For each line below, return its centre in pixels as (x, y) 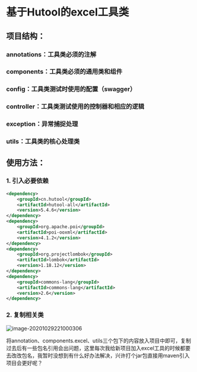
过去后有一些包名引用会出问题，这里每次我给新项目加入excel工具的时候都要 (99, 348)
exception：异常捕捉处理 (42, 124)
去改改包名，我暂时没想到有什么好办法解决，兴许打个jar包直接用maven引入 (98, 355)
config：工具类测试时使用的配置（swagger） (71, 89)
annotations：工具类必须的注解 (51, 54)
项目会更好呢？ (24, 362)
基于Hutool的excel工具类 (68, 12)
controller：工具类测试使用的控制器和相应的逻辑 (75, 106)
